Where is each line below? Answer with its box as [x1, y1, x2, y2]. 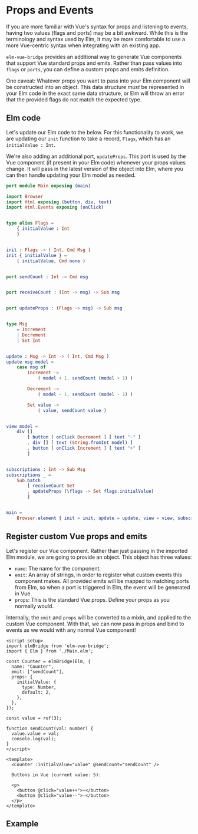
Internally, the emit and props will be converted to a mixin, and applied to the [6, 614, 192, 621]
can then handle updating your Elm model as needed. [6, 172, 136, 179]
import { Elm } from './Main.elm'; [6, 648, 94, 654]
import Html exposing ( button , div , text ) [6, 199, 112, 205]
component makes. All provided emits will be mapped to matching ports [14, 577, 190, 584]
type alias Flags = [6, 220, 54, 226]
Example [6, 819, 39, 829]
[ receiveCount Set [27, 483, 75, 489]
